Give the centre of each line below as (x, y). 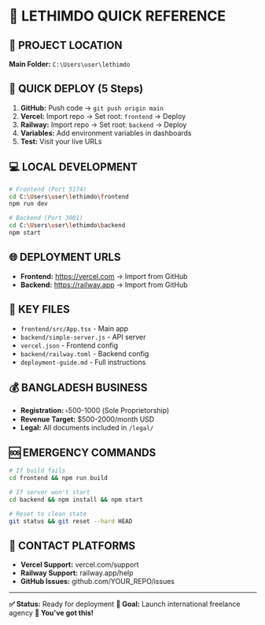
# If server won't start (50, 492)
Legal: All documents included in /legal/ (87, 428)
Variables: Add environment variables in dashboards (106, 132)
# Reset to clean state (48, 514)
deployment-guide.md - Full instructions (83, 362)
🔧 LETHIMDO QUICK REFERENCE (118, 16)
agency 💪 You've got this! (51, 613)
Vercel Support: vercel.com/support (79, 565)
